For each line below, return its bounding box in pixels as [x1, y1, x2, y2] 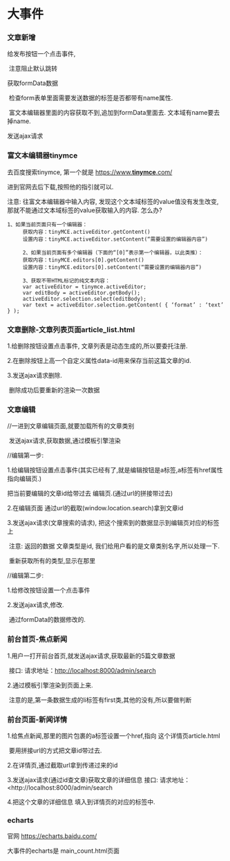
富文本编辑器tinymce [7, 151, 78, 160]
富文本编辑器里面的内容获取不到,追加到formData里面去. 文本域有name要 [8, 109, 214, 117]
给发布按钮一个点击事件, [7, 50, 76, 58]
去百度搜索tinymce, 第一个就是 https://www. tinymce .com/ [7, 167, 173, 176]
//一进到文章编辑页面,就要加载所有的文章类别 [7, 422, 135, 430]
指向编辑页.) [7, 474, 42, 483]
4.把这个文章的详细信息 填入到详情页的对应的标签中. [7, 797, 155, 806]
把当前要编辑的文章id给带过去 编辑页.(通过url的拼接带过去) [7, 489, 173, 498]
